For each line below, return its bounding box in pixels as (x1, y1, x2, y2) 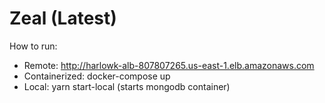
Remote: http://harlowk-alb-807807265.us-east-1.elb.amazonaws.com (23, 59, 315, 71)
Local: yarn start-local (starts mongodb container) (23, 80, 231, 92)
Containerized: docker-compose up (23, 70, 171, 82)
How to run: (9, 40, 58, 52)
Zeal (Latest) (9, 7, 117, 30)
